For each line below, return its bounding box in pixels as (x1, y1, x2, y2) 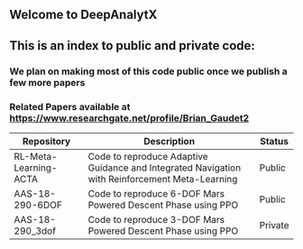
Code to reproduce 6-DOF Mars (87, 188, 225, 199)
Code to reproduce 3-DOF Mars (87, 214, 225, 226)
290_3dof (14, 225, 57, 237)
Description (143, 135, 196, 147)
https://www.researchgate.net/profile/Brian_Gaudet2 (9, 112, 250, 124)
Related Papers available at (9, 100, 131, 113)
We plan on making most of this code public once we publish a (9, 65, 288, 78)
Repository (22, 135, 71, 147)
